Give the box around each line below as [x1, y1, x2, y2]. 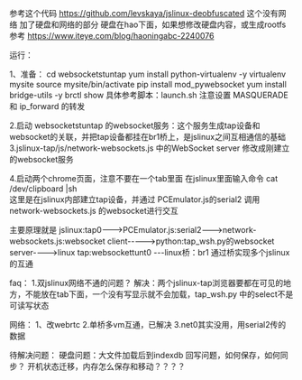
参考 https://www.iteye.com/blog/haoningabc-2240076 [9, 31, 215, 41]
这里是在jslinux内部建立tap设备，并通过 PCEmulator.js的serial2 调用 [9, 194, 261, 205]
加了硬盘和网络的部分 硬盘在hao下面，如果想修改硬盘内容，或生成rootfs [19, 19, 287, 30]
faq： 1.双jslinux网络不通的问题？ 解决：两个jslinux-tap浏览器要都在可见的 [9, 278, 284, 288]
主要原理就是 [9, 225, 57, 235]
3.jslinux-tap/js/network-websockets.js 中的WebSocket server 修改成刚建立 [9, 143, 290, 153]
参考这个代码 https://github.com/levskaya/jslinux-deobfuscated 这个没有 [9, 8, 279, 18]
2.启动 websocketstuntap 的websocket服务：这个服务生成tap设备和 [9, 120, 261, 131]
